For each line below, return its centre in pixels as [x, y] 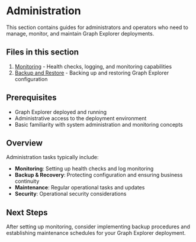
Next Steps [27, 212]
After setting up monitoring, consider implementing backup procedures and [98, 227]
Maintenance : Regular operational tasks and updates [80, 188]
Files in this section [42, 52]
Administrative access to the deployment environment [81, 118]
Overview [25, 143]
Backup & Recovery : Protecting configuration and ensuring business [99, 175]
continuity [27, 181]
